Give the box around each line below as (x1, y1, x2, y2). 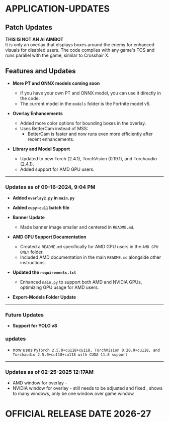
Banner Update (12, 215, 45, 221)
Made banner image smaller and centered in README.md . (20, 224, 135, 230)
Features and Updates (5, 67, 76, 75)
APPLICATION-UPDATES (5, 3, 110, 15)
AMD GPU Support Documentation (12, 234, 87, 240)
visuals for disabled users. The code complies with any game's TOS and (5, 47, 155, 53)
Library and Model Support (12, 146, 70, 152)
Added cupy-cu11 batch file (12, 204, 69, 211)
